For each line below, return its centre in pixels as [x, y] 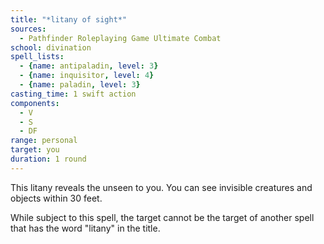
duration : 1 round [48, 159]
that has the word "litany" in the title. [85, 228]
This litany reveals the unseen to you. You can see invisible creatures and [161, 187]
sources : [28, 29]
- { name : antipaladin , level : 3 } [89, 66]
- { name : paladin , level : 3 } [80, 85]
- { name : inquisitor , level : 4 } [87, 76]
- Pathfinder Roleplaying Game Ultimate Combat [120, 38]
